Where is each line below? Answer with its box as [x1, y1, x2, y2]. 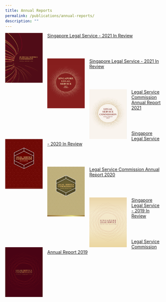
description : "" [5, 18, 39, 23]
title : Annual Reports [5, 8, 52, 13]
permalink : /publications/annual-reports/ [5, 13, 95, 18]
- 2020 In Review [47, 141, 83, 147]
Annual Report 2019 [47, 249, 88, 255]
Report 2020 [89, 172, 116, 178]
